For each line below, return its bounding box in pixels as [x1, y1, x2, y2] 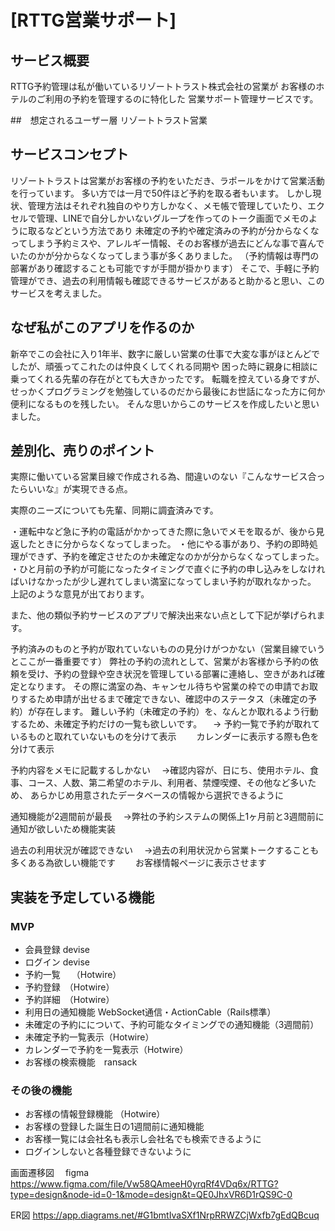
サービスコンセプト [10, 146, 129, 163]
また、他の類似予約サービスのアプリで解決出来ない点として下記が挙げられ [10, 609, 317, 621]
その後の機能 [10, 1084, 73, 1098]
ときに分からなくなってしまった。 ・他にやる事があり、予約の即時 [36, 538, 310, 550]
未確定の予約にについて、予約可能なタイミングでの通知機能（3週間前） [24, 1019, 320, 1031]
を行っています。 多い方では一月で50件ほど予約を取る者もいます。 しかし [10, 187, 313, 199]
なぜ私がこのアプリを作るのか [10, 319, 195, 336]
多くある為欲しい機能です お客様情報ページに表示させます [10, 857, 267, 869]
